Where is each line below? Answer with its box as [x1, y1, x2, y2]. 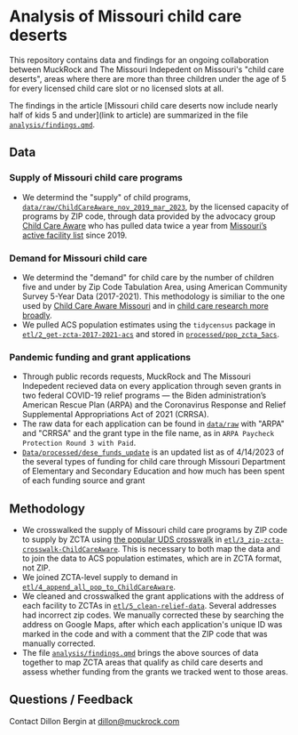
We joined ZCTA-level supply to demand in [21, 572, 178, 583]
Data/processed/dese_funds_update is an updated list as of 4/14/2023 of [21, 447, 285, 457]
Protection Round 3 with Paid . [21, 438, 137, 448]
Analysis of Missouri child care [9, 6, 242, 27]
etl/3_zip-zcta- [223, 536, 284, 545]
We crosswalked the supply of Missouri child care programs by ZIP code [21, 525, 288, 536]
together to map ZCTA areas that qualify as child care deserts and [21, 657, 263, 668]
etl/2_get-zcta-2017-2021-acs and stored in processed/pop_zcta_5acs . [21, 328, 280, 339]
